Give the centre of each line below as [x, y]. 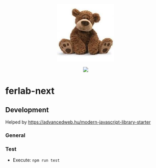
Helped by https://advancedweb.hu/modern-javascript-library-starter [78, 122]
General [15, 135]
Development [27, 110]
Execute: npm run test [36, 160]
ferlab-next [30, 91]
